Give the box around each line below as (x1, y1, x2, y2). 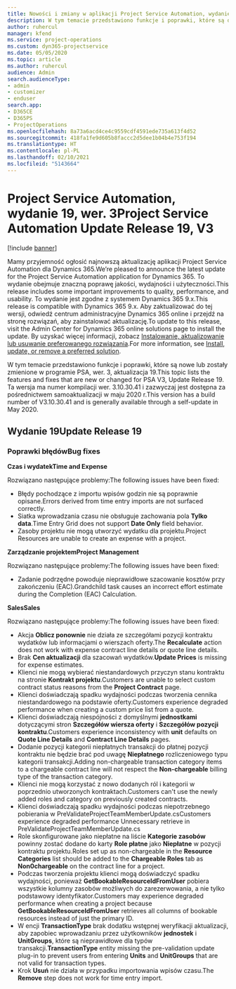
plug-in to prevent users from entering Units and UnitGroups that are (17, 952, 218, 960)
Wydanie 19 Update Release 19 (7, 425, 143, 437)
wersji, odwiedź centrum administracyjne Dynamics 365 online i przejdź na (7, 310, 225, 318)
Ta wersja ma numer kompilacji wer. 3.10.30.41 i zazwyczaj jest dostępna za (7, 383, 226, 391)
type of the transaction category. (17, 773, 113, 781)
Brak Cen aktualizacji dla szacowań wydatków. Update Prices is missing (17, 653, 227, 662)
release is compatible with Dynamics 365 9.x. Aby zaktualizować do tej (7, 302, 213, 310)
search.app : (7, 102, 42, 109)
